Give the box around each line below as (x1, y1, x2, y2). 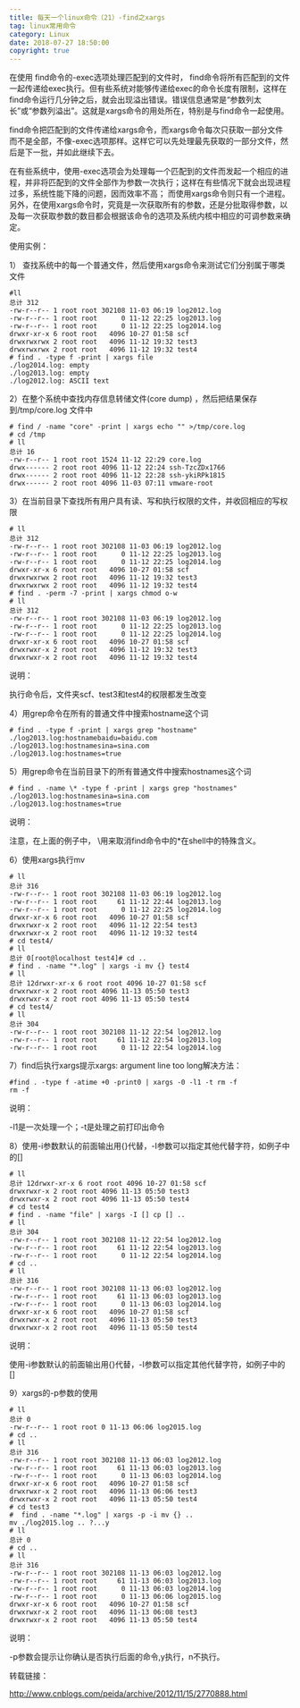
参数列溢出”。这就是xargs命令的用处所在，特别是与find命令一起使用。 (31, 106, 289, 116)
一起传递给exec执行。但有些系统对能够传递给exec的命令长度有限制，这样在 (9, 83, 287, 94)
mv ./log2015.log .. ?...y (9, 1518, 110, 1527)
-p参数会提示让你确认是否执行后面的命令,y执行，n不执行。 (9, 1652, 225, 1662)
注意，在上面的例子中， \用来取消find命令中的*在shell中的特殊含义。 (9, 835, 262, 846)
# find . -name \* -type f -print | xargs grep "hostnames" (9, 784, 238, 793)
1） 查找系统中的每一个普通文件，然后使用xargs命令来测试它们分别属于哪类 (9, 260, 286, 271)
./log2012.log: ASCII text (9, 376, 110, 385)
